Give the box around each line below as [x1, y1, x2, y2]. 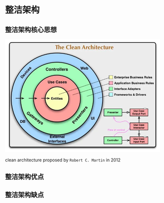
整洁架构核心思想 [5, 25, 57, 34]
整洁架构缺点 [5, 190, 44, 199]
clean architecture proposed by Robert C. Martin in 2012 [5, 157, 121, 163]
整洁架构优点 [5, 172, 44, 181]
